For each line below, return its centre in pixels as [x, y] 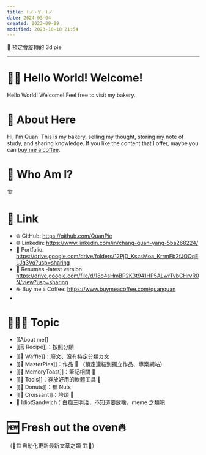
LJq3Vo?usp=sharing [43, 263]
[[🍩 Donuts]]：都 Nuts [43, 387]
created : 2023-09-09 [33, 23]
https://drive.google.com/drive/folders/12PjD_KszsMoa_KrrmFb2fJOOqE [107, 256]
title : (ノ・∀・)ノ [30, 12]
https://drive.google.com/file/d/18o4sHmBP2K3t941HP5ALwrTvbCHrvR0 [107, 276]
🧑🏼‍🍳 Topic [33, 323]
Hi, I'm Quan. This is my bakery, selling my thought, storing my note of [95, 137]
